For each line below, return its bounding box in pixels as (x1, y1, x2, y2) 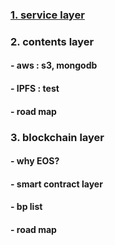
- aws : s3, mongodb (10, 59, 98, 72)
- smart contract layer (10, 178, 103, 190)
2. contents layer (10, 34, 95, 48)
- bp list (10, 201, 43, 213)
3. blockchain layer (10, 130, 105, 144)
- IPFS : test (10, 83, 60, 95)
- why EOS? (10, 155, 60, 167)
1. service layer (10, 8, 85, 22)
